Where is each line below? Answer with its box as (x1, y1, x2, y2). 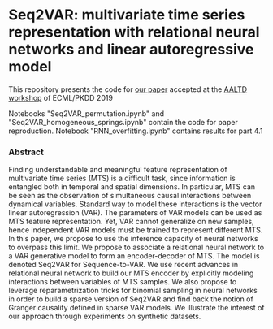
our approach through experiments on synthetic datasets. (8, 311, 201, 322)
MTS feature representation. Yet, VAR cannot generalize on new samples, (8, 217, 254, 227)
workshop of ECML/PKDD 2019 (8, 93, 114, 102)
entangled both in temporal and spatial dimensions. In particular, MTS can (8, 182, 256, 192)
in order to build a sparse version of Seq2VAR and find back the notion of (8, 294, 253, 304)
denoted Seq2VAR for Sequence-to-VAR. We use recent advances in (8, 260, 239, 270)
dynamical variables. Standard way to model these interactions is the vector (8, 199, 262, 209)
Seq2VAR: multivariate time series (8, 6, 245, 24)
